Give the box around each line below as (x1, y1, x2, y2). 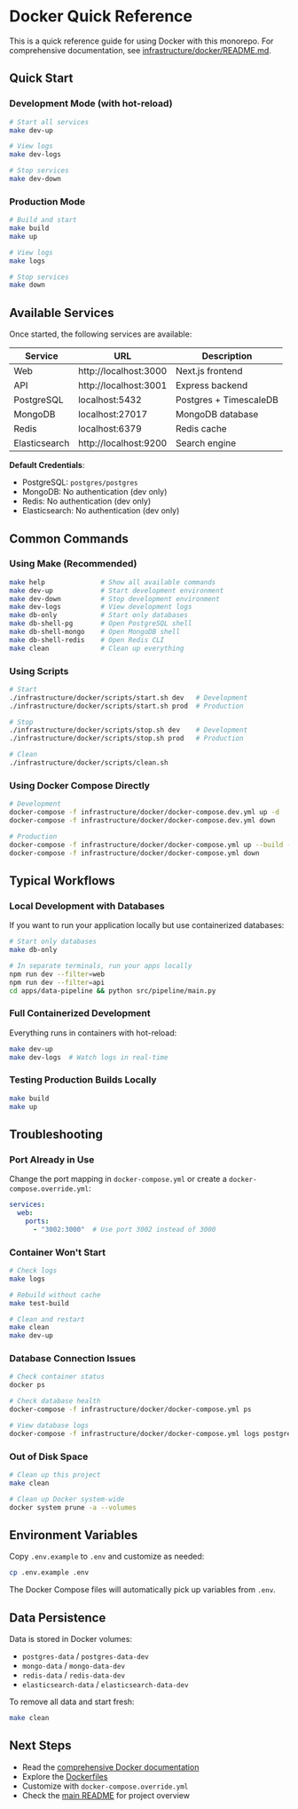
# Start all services (9, 117, 90, 126)
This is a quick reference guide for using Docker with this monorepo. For (9, 36, 274, 46)
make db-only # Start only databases (9, 611, 189, 620)
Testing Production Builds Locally (9, 1074, 157, 1086)
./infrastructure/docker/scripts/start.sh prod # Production (9, 702, 244, 710)
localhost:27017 (78, 409, 148, 421)
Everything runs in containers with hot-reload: (9, 1027, 177, 1038)
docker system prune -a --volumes (9, 1503, 137, 1511)
